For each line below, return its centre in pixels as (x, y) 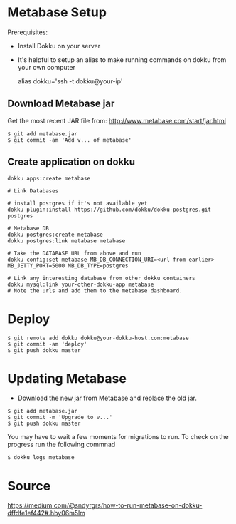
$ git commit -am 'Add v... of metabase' (70, 140)
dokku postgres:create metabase (55, 235)
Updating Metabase (67, 378)
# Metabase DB (28, 228)
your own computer (47, 67)
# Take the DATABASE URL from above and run (74, 253)
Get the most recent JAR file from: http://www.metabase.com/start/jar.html (117, 120)
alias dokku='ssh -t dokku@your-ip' (70, 81)
